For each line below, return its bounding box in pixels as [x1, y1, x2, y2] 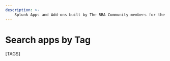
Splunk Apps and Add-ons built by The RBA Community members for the [14, 12, 165, 17]
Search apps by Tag [5, 34, 91, 46]
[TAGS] [5, 51, 20, 57]
